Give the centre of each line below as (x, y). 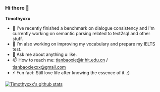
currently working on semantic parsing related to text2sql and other (81, 34)
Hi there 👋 (17, 8)
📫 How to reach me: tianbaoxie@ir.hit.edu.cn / (60, 60)
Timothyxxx (18, 19)
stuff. (18, 39)
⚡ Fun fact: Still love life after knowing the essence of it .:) (71, 73)
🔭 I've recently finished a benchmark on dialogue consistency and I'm (83, 28)
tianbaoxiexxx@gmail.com (39, 67)
